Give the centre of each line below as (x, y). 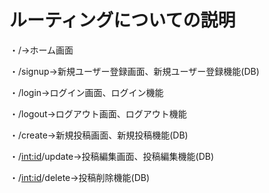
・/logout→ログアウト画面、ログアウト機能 (98, 113)
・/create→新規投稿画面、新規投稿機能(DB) (99, 135)
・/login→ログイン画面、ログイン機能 (86, 92)
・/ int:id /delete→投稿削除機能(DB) (80, 177)
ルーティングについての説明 (122, 20)
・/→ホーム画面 (41, 50)
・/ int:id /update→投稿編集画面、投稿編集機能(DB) (112, 156)
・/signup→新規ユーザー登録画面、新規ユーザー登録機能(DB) (134, 71)
